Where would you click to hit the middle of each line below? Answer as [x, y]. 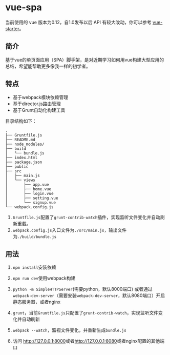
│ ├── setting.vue [32, 198]
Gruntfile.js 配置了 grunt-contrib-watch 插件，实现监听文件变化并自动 [86, 217]
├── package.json [24, 162]
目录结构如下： [21, 121]
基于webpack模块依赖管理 [40, 97]
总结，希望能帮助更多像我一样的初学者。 [48, 66]
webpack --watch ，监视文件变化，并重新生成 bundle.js [69, 330]
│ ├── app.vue [27, 184]
